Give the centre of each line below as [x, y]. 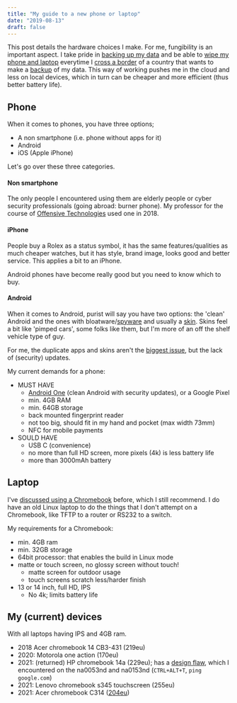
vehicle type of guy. [36, 336]
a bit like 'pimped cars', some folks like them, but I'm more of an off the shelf [119, 328]
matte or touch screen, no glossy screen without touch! [98, 564]
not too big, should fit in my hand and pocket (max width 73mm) [122, 423]
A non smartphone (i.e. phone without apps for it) [89, 138]
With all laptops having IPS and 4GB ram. [67, 634]
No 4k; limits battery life [63, 595]
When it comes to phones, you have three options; [81, 124]
